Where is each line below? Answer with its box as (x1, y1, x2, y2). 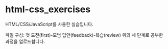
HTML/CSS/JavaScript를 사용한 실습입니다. (5, 21, 93, 27)
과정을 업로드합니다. (5, 38, 45, 44)
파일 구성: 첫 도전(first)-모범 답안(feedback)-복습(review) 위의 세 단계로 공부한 (5, 32, 163, 38)
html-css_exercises (5, 4, 91, 15)
